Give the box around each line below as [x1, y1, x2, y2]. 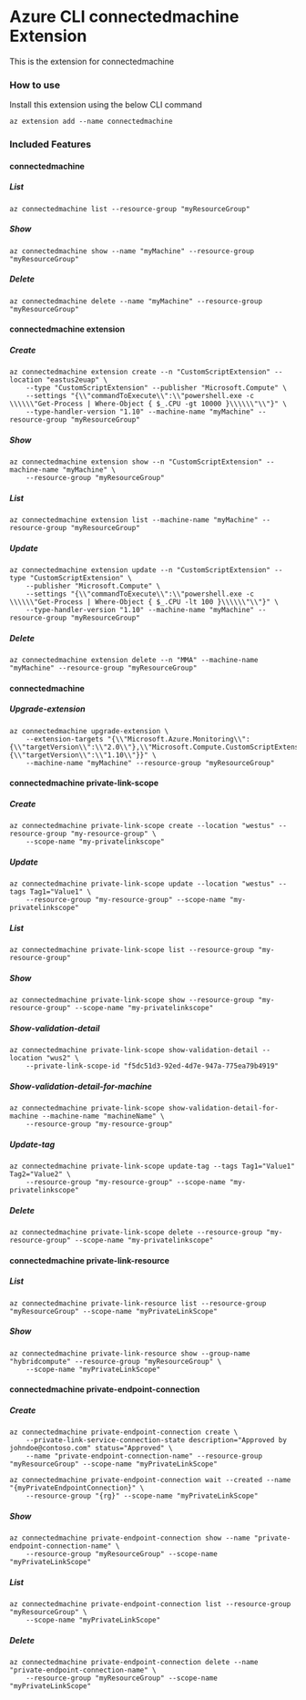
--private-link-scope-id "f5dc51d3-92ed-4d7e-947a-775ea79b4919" [25, 1061, 280, 1071]
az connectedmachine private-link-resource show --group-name [9, 1348, 250, 1358]
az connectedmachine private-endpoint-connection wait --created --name [9, 1476, 291, 1485]
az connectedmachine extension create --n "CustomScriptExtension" [9, 367, 271, 377]
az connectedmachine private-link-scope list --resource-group [9, 946, 255, 955]
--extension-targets [25, 734, 104, 743]
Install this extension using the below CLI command [9, 99, 203, 110]
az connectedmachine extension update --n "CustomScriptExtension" [9, 566, 271, 575]
